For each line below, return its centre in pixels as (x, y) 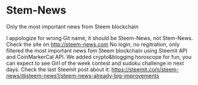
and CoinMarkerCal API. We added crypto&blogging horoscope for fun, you (99, 57)
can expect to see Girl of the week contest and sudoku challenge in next (95, 63)
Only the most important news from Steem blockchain (72, 27)
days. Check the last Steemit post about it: (58, 69)
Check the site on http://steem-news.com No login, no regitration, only (93, 44)
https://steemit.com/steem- (145, 69)
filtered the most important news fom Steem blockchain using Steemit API (97, 50)
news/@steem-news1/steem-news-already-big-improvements (83, 76)
